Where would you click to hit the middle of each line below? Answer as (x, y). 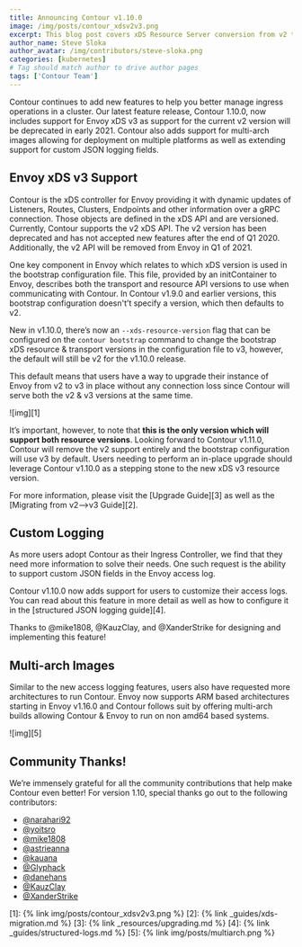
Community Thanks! (68, 761)
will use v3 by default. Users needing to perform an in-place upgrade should (151, 459)
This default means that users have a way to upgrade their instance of (139, 376)
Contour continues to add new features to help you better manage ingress (147, 102)
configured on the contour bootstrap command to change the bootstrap (143, 339)
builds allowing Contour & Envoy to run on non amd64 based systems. (139, 716)
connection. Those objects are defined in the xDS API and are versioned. (144, 219)
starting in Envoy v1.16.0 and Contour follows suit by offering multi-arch (141, 706)
